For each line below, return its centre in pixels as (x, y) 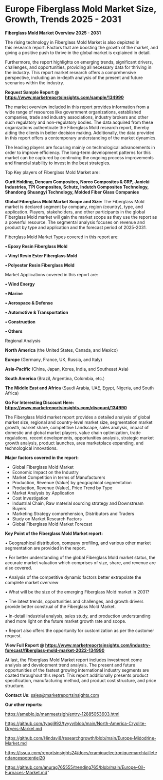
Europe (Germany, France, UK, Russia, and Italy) (54, 360)
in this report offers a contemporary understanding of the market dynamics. (81, 138)
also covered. (19, 568)
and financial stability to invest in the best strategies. (58, 163)
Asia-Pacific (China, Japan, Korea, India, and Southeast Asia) (67, 369)
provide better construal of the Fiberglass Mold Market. (60, 606)
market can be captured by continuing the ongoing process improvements (80, 157)
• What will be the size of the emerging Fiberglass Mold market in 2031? (77, 592)
